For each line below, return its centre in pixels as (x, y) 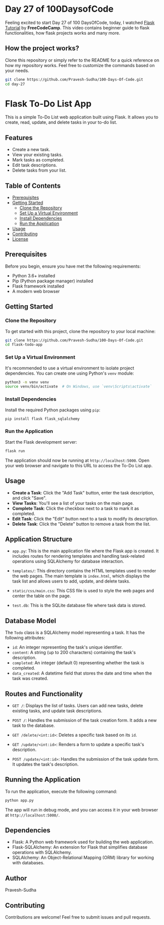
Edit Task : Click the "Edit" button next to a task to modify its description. (85, 519)
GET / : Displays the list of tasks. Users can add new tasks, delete (78, 705)
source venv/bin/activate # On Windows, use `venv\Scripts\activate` (79, 387)
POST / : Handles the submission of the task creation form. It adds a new (84, 720)
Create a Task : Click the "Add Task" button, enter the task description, (83, 493)
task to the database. (34, 725)
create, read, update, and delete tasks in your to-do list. (61, 122)
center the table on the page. (41, 596)
